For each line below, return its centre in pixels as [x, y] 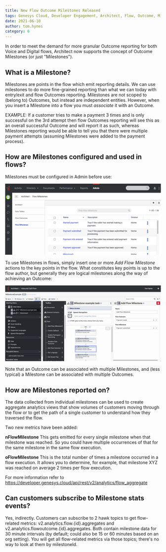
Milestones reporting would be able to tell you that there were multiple [76, 131]
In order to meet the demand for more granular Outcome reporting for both [81, 46]
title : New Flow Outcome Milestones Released [53, 10]
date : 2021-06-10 [23, 21]
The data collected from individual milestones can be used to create [74, 402]
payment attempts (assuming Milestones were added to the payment [75, 136]
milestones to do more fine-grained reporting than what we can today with [81, 89]
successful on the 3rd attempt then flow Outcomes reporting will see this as [82, 120]
